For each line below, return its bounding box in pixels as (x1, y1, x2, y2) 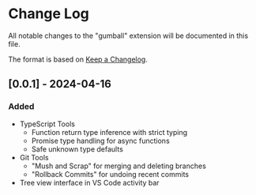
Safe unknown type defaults (31, 144, 124, 154)
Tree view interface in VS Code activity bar (19, 178, 160, 187)
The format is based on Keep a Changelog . (8, 54, 148, 64)
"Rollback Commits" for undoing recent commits (31, 169, 190, 178)
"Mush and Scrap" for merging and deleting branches (31, 161, 207, 171)
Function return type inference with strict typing (31, 127, 188, 137)
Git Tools (19, 152, 49, 162)
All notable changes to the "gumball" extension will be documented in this (8, 31, 249, 40)
